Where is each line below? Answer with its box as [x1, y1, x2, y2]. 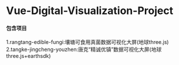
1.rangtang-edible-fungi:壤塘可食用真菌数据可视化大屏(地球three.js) [6, 39, 169, 46]
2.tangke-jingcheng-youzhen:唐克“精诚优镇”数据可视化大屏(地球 [6, 46, 162, 53]
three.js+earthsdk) [6, 53, 51, 60]
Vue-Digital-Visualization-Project [6, 4, 174, 18]
